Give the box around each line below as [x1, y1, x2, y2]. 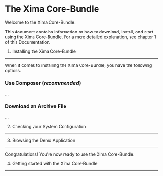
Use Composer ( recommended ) [5, 80, 81, 86]
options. [5, 67, 22, 73]
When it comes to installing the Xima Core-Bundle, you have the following [5, 62, 152, 68]
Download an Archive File [5, 103, 66, 110]
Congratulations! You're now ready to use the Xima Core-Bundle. [5, 151, 135, 157]
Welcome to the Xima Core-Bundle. [5, 19, 76, 25]
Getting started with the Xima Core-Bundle [12, 160, 98, 166]
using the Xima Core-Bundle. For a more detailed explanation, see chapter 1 [5, 34, 156, 40]
